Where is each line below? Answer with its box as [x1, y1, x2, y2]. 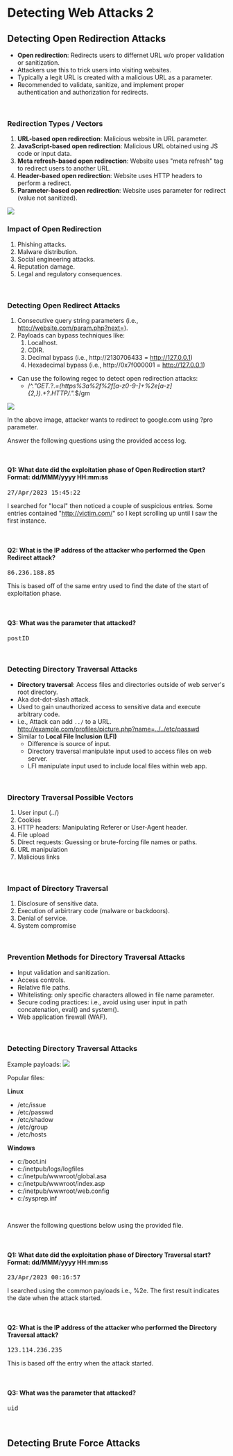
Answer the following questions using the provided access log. [7, 436, 187, 445]
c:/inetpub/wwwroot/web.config [17, 1187, 110, 1195]
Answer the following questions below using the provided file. [7, 1221, 184, 1229]
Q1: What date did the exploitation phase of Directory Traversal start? [7, 1251, 212, 1259]
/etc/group [17, 1123, 49, 1131]
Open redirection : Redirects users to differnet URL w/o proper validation [17, 51, 225, 59]
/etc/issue [17, 1100, 46, 1109]
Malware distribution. [17, 247, 78, 255]
